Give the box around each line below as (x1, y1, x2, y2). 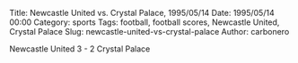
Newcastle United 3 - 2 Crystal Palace (9, 43, 151, 54)
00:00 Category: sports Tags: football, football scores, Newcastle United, (9, 17, 280, 28)
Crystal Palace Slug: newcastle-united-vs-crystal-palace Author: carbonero (9, 27, 290, 36)
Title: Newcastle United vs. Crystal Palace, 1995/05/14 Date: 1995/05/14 (9, 8, 276, 18)
